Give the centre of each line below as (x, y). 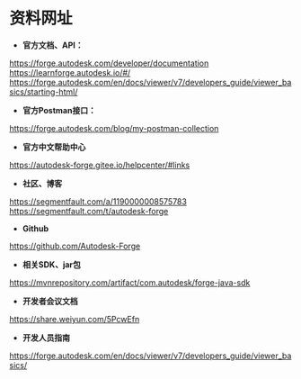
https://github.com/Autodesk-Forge (75, 246)
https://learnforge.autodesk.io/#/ (70, 72)
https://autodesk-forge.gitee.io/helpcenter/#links (100, 165)
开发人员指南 (46, 338)
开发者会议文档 (50, 301)
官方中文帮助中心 (54, 147)
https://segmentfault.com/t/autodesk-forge (89, 211)
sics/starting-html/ (44, 92)
